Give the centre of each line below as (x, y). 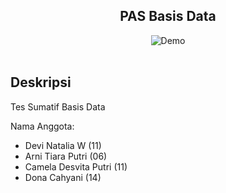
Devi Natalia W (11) (63, 145)
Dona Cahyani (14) (63, 177)
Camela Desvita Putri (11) (76, 166)
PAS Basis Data (168, 16)
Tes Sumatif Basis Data (58, 106)
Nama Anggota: (42, 126)
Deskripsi (41, 82)
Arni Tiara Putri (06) (66, 156)
